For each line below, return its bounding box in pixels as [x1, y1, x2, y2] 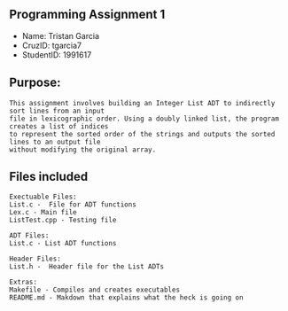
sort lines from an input [9, 106, 105, 115]
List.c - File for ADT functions [9, 200, 137, 209]
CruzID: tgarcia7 [21, 40, 82, 51]
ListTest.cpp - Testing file [9, 216, 117, 225]
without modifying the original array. [9, 145, 157, 154]
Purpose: [9, 75, 61, 90]
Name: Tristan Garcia [21, 30, 100, 41]
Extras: [9, 278, 38, 287]
